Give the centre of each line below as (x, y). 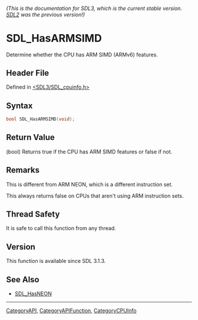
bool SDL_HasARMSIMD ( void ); (41, 119)
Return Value (30, 137)
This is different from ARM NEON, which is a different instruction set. (89, 184)
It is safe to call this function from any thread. (61, 228)
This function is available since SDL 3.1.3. (56, 261)
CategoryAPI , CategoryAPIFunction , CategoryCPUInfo (71, 311)
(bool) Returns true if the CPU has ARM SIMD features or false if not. (89, 151)
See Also (23, 279)
